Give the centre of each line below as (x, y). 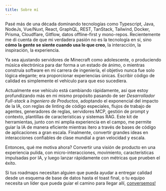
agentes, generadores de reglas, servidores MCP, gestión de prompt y (77, 111)
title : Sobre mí (22, 10)
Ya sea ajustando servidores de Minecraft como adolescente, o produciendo (83, 59)
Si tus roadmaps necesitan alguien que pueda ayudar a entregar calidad (79, 172)
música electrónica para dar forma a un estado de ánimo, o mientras (75, 65)
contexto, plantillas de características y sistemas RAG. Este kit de (72, 116)
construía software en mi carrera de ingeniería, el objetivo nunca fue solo (80, 70)
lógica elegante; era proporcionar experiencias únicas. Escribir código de (80, 75)
